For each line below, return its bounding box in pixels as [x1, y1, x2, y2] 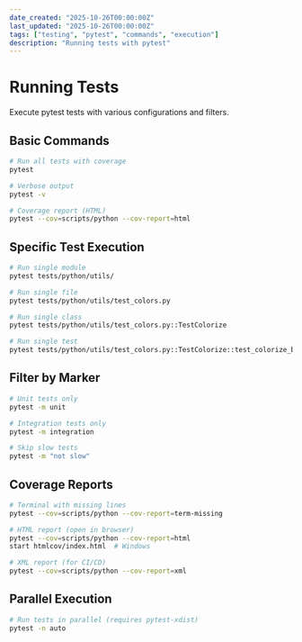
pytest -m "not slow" [9, 452, 91, 461]
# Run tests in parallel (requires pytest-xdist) [9, 615, 200, 624]
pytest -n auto [9, 623, 67, 633]
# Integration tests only [9, 419, 106, 428]
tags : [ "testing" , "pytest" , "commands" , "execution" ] [9, 30, 219, 39]
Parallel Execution [9, 592, 112, 607]
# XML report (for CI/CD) [9, 558, 106, 567]
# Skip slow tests [9, 443, 78, 453]
